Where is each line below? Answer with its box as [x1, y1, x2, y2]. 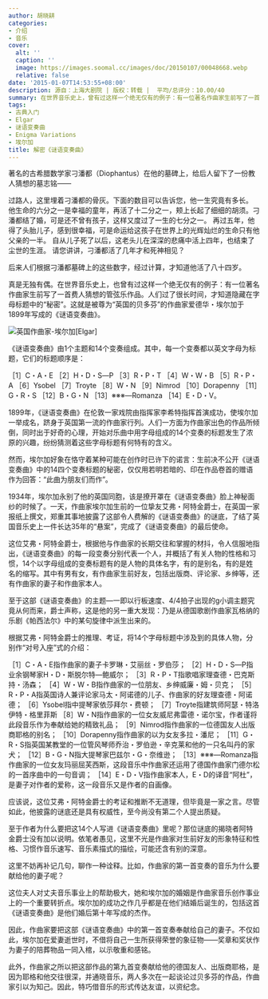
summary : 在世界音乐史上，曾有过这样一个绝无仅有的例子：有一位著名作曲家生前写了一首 [8, 94, 261, 102]
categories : [8, 19, 48, 27]
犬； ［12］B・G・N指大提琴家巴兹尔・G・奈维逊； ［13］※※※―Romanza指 [8, 750, 259, 760]
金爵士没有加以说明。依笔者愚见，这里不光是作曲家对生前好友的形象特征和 [8, 834, 253, 844]
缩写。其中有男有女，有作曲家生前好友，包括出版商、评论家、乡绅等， [22, 569, 253, 579]
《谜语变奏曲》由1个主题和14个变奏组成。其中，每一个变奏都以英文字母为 [8, 343, 250, 353]
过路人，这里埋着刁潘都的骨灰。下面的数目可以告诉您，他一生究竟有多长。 [8, 195, 253, 205]
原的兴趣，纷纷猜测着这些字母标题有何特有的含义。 [8, 438, 176, 447]
